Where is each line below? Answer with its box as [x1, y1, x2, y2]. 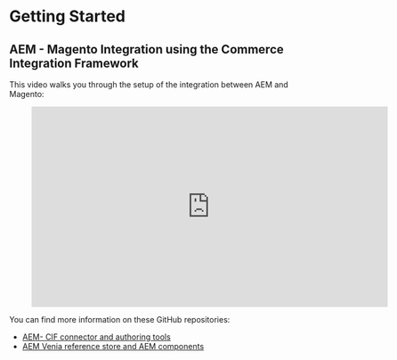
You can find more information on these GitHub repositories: [9, 315, 231, 324]
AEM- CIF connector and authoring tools [21, 331, 171, 342]
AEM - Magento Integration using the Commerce [9, 42, 285, 57]
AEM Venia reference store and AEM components [21, 341, 205, 351]
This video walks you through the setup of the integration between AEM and [9, 79, 289, 90]
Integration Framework [9, 55, 140, 70]
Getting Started [9, 6, 126, 27]
